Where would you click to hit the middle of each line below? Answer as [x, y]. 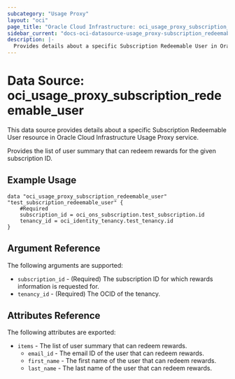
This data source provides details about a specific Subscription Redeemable [117, 129]
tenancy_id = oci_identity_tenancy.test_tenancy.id [97, 221]
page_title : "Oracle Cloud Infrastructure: [72, 27]
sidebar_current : [33, 33]
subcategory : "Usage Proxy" [48, 14]
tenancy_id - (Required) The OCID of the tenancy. [89, 294]
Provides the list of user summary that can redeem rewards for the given [112, 150]
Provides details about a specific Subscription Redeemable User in [115, 46]
